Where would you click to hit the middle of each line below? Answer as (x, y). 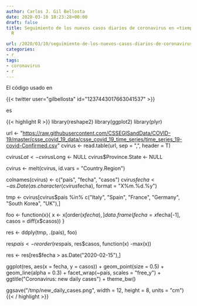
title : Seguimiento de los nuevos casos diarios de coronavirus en (90, 28)
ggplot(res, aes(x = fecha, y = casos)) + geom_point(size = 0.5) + (85, 267)
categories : (21, 50)
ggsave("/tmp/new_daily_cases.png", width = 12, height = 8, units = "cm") (95, 290)
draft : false (22, 22)
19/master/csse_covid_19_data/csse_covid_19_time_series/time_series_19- (94, 140)
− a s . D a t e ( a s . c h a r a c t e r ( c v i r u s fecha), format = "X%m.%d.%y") (81, 186)
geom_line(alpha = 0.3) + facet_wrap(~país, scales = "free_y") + (84, 273)
